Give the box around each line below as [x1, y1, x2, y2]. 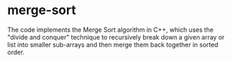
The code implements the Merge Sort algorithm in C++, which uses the [7, 25, 214, 34]
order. [7, 48, 25, 56]
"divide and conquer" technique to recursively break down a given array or [7, 32, 225, 41]
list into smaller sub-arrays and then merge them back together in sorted [7, 40, 219, 49]
